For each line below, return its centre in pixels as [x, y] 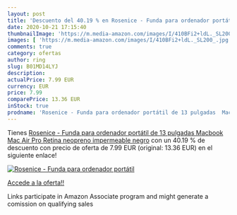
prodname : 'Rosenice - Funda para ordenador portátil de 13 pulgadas [112, 112]
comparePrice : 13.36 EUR [44, 100]
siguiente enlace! [32, 155]
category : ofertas [34, 54]
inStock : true [28, 106]
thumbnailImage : [31, 34]
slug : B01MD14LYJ [33, 66]
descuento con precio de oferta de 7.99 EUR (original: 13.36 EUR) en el [110, 147]
